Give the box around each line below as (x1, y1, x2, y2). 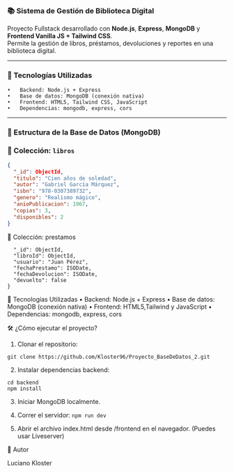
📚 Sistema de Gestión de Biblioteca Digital (7, 6, 155, 15)
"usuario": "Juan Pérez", (13, 258, 89, 265)
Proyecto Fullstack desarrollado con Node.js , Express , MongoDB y (7, 24, 201, 33)
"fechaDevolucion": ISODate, (13, 270, 98, 277)
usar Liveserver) (17, 431, 65, 440)
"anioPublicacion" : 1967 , (13, 201, 89, 208)
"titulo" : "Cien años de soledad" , (13, 175, 117, 182)
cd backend (7, 379, 39, 386)
